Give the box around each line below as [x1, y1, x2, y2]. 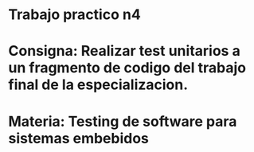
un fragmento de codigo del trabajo [8, 59, 247, 77]
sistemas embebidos [8, 129, 150, 147]
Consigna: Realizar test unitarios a [8, 42, 240, 60]
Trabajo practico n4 [8, 6, 141, 24]
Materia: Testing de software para [8, 112, 237, 131]
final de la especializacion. [8, 76, 189, 94]
